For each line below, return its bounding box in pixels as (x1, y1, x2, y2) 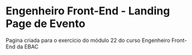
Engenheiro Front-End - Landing (5, 4, 170, 18)
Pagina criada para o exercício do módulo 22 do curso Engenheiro (5, 36, 170, 44)
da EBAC (16, 43, 39, 50)
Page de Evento (5, 17, 86, 30)
